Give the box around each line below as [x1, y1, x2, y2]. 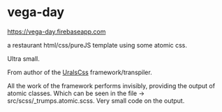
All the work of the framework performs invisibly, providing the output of [7, 81, 215, 90]
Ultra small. [7, 54, 40, 63]
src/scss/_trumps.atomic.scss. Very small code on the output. [7, 96, 185, 105]
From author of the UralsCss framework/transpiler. [7, 68, 152, 76]
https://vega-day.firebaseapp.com [7, 27, 106, 36]
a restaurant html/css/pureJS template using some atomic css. [7, 41, 187, 49]
